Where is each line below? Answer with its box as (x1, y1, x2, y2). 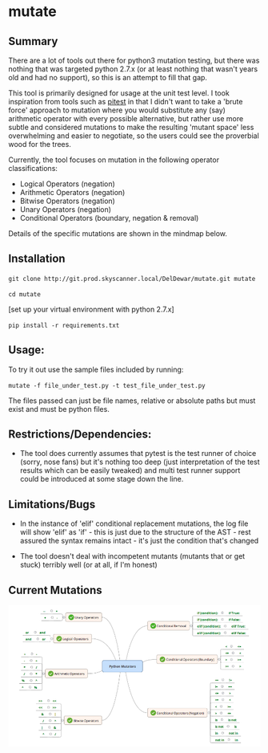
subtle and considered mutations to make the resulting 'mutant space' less (8, 123, 254, 132)
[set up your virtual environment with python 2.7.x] (8, 304, 174, 314)
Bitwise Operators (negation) (19, 196, 116, 206)
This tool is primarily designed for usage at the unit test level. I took (8, 88, 230, 98)
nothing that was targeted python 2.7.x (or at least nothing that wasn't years (8, 64, 258, 74)
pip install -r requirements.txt (8, 321, 120, 329)
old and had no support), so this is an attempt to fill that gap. (8, 73, 208, 82)
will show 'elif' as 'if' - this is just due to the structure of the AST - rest (19, 527, 251, 537)
